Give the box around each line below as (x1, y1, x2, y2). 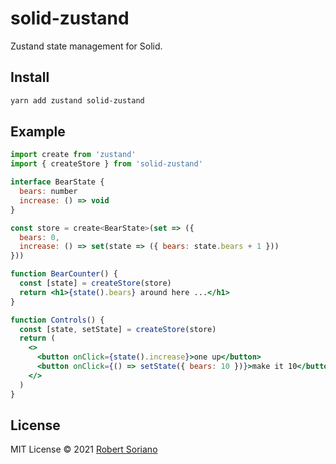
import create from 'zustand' (10, 150, 137, 160)
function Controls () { (10, 315, 105, 325)
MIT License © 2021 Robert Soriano (10, 443, 158, 456)
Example (10, 123, 66, 141)
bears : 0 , (19, 232, 60, 242)
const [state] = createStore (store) (19, 278, 172, 289)
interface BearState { (10, 177, 105, 187)
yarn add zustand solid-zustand (10, 95, 145, 106)
